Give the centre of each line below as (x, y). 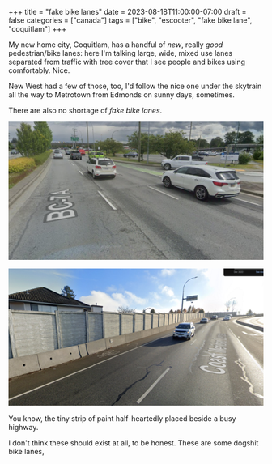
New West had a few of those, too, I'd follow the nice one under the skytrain (135, 86)
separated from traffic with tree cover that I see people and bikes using (127, 62)
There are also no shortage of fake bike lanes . (85, 110)
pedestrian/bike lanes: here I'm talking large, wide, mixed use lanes (121, 53)
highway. (23, 427)
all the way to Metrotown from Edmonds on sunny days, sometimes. (121, 95)
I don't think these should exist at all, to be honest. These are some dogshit (134, 443)
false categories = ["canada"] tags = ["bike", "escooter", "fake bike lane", (130, 20)
